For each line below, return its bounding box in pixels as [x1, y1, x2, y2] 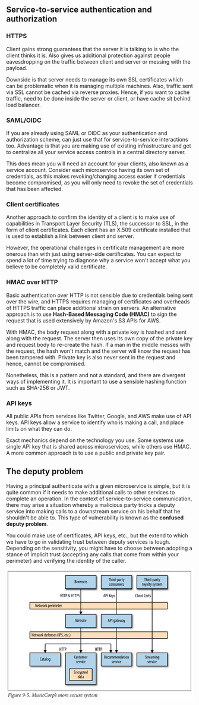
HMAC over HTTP [6, 278, 58, 286]
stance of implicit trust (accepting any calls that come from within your [6, 550, 179, 558]
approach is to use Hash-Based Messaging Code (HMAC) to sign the [6, 311, 177, 318]
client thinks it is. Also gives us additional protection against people [6, 52, 170, 59]
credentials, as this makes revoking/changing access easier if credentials [6, 173, 185, 180]
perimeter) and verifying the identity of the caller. [6, 557, 127, 564]
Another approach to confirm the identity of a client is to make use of [6, 214, 175, 221]
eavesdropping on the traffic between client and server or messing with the [6, 58, 191, 65]
